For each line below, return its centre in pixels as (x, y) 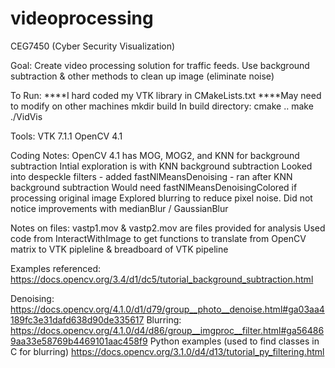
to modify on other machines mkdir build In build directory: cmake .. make (162, 106)
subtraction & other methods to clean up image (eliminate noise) (142, 76)
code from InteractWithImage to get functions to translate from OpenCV (158, 238)
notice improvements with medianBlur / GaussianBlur (119, 208)
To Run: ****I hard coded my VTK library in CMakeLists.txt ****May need (166, 95)
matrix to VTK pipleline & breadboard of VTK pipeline (119, 249)
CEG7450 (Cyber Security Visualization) (93, 46)
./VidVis (26, 116)
